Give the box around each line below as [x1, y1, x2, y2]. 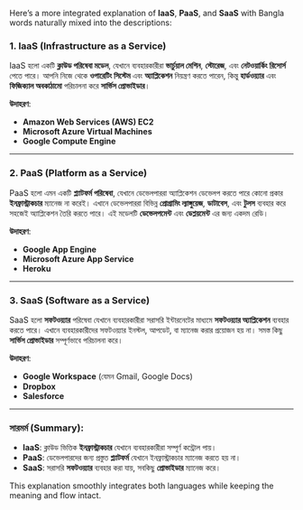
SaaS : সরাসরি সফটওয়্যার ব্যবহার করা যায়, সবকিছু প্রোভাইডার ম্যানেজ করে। [22, 462, 221, 473]
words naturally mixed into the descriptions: [9, 17, 172, 28]
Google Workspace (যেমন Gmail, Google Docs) [22, 370, 194, 382]
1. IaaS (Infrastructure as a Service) [9, 40, 167, 52]
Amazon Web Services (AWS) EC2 [22, 116, 154, 127]
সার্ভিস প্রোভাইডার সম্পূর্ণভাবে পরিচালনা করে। [9, 334, 124, 346]
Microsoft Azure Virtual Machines [22, 126, 153, 137]
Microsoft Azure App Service [22, 253, 134, 264]
